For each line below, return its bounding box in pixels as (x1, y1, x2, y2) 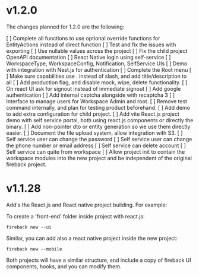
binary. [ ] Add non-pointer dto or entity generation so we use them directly (6, 123, 191, 130)
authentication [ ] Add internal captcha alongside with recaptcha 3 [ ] (6, 91, 175, 99)
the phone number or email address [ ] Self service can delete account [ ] (6, 142, 186, 149)
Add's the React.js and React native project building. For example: (6, 201, 168, 208)
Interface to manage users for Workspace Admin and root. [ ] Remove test (6, 97, 188, 104)
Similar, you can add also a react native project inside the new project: (6, 234, 178, 242)
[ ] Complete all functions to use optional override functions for (6, 34, 160, 42)
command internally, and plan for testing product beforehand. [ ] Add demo (6, 104, 190, 111)
